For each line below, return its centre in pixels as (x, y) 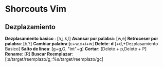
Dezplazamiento (30, 27)
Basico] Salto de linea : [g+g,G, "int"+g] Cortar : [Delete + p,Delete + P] (76, 49)
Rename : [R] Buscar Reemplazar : (39, 54)
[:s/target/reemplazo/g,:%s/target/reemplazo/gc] (54, 59)
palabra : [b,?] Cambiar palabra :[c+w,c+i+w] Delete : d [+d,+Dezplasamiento (81, 44)
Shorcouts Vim (36, 9)
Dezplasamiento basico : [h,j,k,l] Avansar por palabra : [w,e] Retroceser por (82, 38)
